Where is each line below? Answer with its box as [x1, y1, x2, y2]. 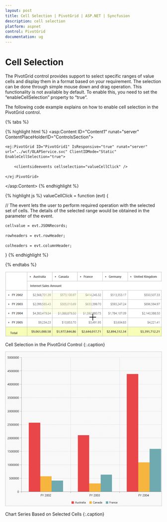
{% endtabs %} [5, 261, 37, 267]
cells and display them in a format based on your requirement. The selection [5, 78, 162, 84]
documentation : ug [5, 34, 43, 39]
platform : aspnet [5, 24, 41, 29]
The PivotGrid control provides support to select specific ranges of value [5, 73, 155, 79]
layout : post [5, 8, 32, 13]
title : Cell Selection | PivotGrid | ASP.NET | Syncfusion [5, 13, 130, 18]
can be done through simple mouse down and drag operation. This [5, 83, 142, 89]
